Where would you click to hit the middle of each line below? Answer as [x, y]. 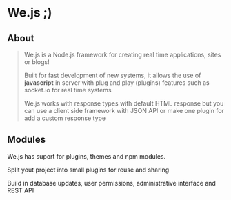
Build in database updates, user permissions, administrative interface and [111, 183]
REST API [21, 190]
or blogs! [37, 62]
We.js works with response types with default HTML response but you [124, 103]
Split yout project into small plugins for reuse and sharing [88, 170]
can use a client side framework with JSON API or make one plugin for [124, 111]
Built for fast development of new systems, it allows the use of [112, 75]
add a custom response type [65, 118]
